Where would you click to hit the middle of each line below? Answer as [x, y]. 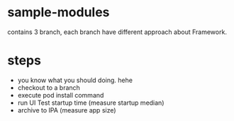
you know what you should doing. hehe [75, 80]
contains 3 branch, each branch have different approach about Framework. [117, 32]
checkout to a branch [49, 87]
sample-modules [58, 12]
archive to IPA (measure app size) [67, 110]
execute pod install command [61, 95]
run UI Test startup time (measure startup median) [91, 103]
